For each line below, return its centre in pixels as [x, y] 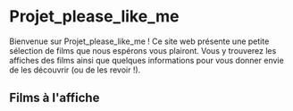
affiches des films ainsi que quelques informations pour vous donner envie [146, 60]
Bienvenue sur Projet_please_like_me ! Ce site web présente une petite [139, 41]
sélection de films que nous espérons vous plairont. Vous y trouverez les [143, 50]
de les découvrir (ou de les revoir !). [75, 70]
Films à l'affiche [54, 98]
